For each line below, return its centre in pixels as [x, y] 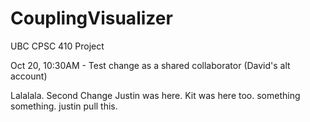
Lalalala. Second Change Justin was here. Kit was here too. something [155, 95]
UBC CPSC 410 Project [57, 46]
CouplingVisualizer [91, 18]
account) [29, 76]
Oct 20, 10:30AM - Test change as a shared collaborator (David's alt [150, 65]
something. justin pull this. [64, 106]
